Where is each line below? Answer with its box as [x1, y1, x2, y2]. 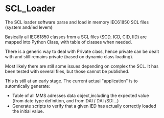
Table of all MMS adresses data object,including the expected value [12, 93, 149, 98]
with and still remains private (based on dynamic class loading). [5, 53, 134, 59]
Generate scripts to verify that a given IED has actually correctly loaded [12, 103, 157, 109]
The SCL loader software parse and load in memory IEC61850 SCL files [5, 19, 149, 25]
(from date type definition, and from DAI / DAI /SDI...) [12, 97, 119, 103]
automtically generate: [5, 83, 50, 89]
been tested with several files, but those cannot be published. [5, 68, 130, 74]
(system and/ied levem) [5, 24, 53, 30]
